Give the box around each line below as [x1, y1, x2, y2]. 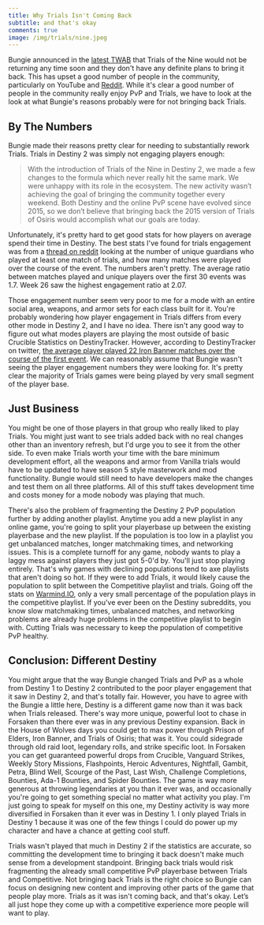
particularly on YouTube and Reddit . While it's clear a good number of [8, 80, 235, 90]
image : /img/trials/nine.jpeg [8, 33, 108, 42]
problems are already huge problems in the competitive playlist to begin [8, 614, 242, 624]
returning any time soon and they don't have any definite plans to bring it [8, 64, 244, 73]
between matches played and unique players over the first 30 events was [8, 272, 247, 282]
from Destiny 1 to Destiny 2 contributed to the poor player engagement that [8, 683, 252, 692]
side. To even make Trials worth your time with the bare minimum [8, 448, 220, 457]
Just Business [8, 402, 80, 416]
